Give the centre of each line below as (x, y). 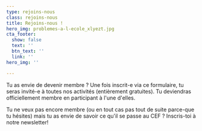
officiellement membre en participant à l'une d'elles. (71, 98)
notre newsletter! (27, 122)
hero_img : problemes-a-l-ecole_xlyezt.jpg (60, 29)
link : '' (23, 57)
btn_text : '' (28, 51)
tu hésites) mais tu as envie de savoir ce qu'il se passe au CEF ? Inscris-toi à (101, 116)
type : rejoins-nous (31, 12)
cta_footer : (21, 34)
